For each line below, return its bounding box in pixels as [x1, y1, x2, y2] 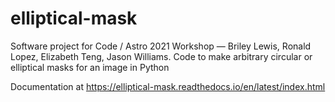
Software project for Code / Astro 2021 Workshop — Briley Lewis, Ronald [10, 40, 312, 52]
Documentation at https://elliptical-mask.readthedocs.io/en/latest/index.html [10, 80, 326, 92]
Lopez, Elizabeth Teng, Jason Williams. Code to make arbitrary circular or [10, 50, 313, 62]
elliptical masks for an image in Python [10, 61, 170, 73]
